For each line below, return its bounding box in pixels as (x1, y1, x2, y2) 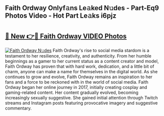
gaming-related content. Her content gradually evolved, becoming (5, 89, 139, 95)
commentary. (5, 105, 32, 111)
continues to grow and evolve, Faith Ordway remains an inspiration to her (5, 74, 153, 80)
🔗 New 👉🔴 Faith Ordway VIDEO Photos (5, 32, 127, 40)
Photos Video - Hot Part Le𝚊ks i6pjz (5, 12, 117, 20)
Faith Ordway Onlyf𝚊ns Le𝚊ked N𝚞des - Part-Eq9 (5, 4, 159, 12)
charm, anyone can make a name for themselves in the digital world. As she (5, 69, 158, 74)
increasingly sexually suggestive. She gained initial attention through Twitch (5, 95, 158, 100)
